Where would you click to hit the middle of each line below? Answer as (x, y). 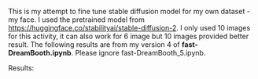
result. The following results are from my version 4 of (94, 45)
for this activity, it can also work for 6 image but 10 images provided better (129, 36)
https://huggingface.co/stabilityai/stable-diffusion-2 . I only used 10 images (129, 28)
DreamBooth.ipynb (40, 53)
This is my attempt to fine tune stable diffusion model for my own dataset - (129, 11)
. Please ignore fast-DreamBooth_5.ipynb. (138, 53)
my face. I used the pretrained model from (77, 20)
